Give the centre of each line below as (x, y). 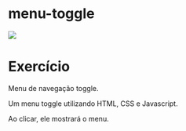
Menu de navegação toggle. (54, 88)
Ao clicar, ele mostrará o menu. (58, 118)
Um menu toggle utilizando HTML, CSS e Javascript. (93, 104)
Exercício (39, 67)
